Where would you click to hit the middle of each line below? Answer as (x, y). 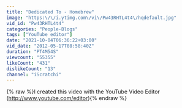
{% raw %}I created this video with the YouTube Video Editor (83, 92)
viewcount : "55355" (31, 57)
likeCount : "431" (28, 63)
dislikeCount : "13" (31, 69)
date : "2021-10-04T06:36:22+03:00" (52, 40)
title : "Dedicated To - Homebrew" (51, 12)
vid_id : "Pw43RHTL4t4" (35, 23)
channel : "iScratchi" (34, 74)
